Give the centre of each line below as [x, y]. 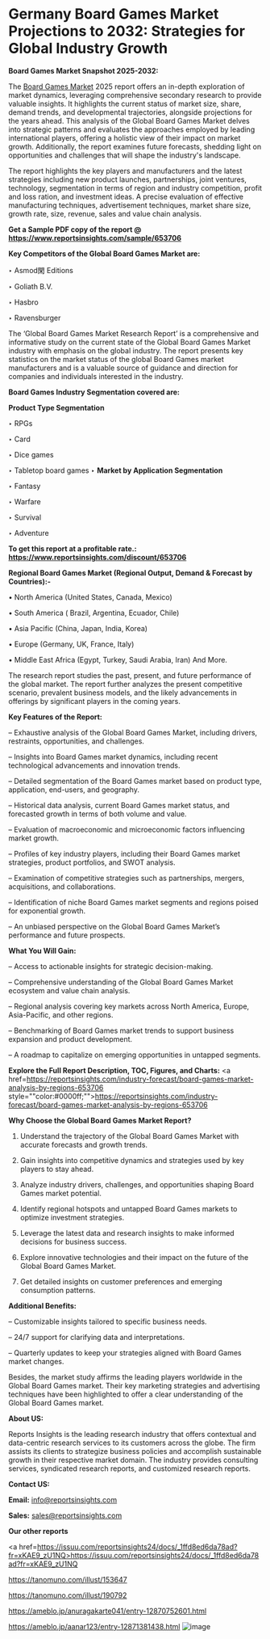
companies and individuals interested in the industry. [96, 376]
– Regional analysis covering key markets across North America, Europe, [129, 1006]
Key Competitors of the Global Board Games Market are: [104, 253]
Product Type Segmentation [56, 407]
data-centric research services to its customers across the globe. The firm [132, 1443]
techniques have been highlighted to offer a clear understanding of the [126, 1394]
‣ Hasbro [23, 302]
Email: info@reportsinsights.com [63, 1499]
